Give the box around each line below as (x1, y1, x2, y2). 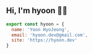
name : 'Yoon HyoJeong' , (11, 27, 69, 33)
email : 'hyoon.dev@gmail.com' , (11, 32, 88, 38)
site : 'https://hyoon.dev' (11, 37, 78, 44)
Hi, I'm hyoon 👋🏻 (6, 6, 68, 16)
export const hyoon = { (6, 21, 65, 27)
